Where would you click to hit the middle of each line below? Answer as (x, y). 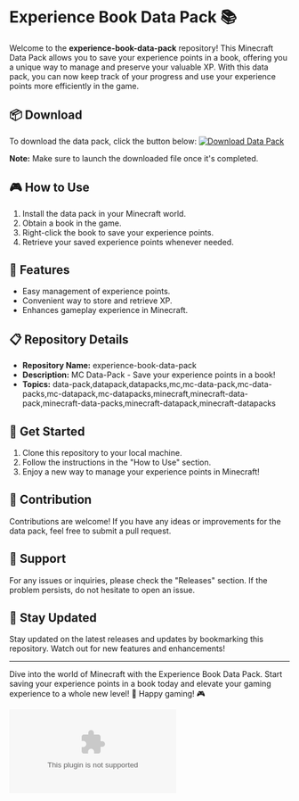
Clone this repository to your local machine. (102, 453)
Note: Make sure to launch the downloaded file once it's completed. (134, 158)
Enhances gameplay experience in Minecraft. (105, 310)
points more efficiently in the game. (74, 86)
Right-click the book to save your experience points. (118, 232)
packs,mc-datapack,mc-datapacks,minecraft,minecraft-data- (135, 394)
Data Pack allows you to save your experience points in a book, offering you (148, 57)
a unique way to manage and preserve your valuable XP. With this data (139, 67)
